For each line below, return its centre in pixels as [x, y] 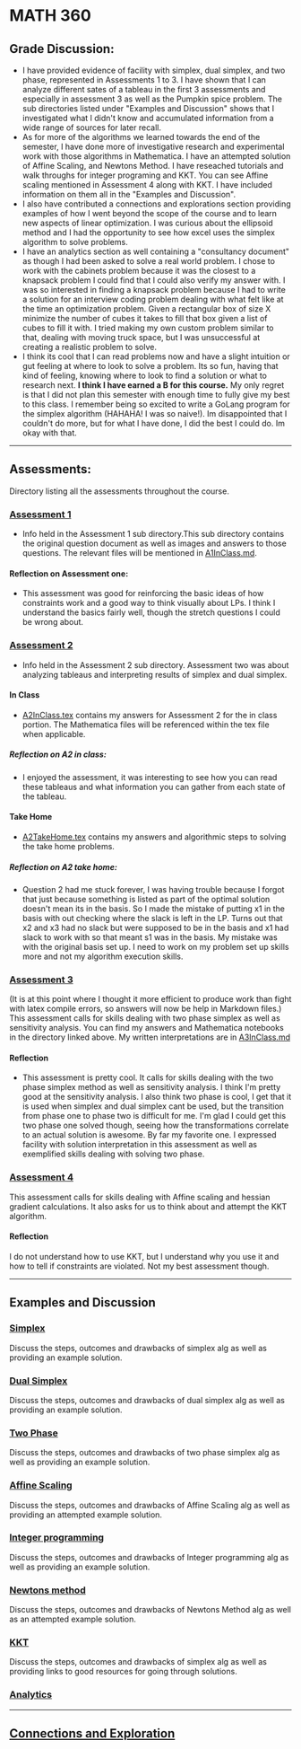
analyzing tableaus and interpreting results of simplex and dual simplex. [155, 674]
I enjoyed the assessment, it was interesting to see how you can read [150, 777]
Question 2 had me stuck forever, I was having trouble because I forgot [153, 889]
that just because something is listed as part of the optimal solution [146, 899]
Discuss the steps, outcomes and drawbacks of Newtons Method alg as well [150, 1610]
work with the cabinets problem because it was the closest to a [139, 271]
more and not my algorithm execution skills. [103, 956]
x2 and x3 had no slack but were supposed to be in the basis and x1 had [155, 927]
